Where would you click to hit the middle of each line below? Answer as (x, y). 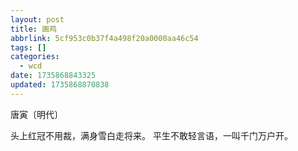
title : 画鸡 (33, 29)
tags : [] (28, 47)
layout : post (37, 19)
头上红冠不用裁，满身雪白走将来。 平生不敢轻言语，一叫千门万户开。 (151, 135)
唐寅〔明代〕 (36, 114)
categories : (35, 57)
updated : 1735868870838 (60, 85)
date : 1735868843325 (53, 76)
